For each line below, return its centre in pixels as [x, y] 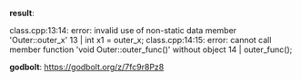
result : [22, 13]
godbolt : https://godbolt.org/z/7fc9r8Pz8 [87, 67]
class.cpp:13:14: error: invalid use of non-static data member [123, 30]
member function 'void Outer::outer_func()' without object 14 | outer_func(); [151, 49]
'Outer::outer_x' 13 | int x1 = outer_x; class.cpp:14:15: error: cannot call [140, 40]
